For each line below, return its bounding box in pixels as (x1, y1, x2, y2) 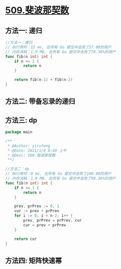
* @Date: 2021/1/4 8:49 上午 (7, 148, 67, 153)
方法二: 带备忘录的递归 (5, 97, 75, 106)
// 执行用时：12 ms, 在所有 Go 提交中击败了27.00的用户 (5, 44, 112, 49)
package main (5, 130, 33, 135)
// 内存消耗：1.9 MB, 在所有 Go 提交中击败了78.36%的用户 (5, 49, 116, 55)
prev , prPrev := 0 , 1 (14, 204, 59, 209)
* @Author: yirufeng (7, 143, 51, 148)
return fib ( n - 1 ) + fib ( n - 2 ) (14, 77, 73, 82)
